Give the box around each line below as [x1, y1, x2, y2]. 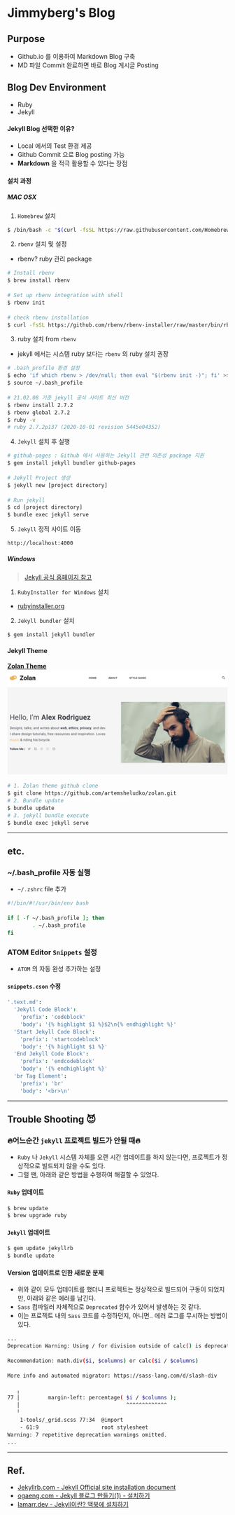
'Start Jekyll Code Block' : [13, 1028, 96, 1035]
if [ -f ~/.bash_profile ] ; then [7, 914, 105, 922]
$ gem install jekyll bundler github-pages [7, 460, 136, 467]
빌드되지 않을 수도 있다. [41, 1162, 106, 1170]
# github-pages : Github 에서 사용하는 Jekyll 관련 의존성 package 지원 [7, 452, 205, 460]
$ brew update [7, 1205, 49, 1212]
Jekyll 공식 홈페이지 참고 [24, 573, 92, 582]
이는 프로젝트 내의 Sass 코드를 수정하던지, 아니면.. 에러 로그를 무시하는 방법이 [17, 1312, 228, 1320]
